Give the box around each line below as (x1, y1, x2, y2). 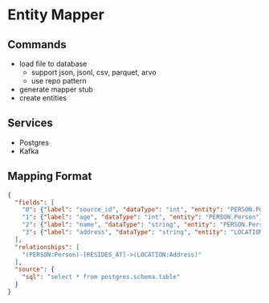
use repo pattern (31, 76, 87, 85)
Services (7, 117, 54, 130)
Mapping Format (7, 170, 92, 183)
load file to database (18, 59, 88, 68)
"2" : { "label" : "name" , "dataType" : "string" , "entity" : (22, 221, 217, 229)
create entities (18, 93, 67, 102)
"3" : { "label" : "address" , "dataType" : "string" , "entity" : (22, 228, 227, 236)
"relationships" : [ (14, 243, 80, 251)
